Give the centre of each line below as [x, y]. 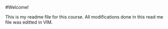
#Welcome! [17, 7]
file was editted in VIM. [29, 22]
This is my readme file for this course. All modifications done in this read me [84, 17]
